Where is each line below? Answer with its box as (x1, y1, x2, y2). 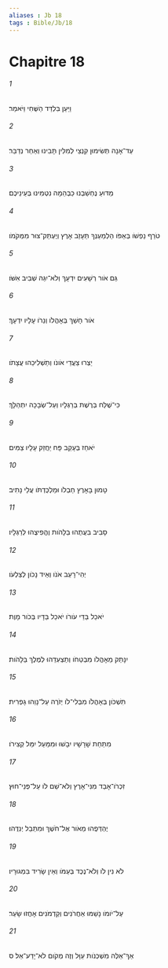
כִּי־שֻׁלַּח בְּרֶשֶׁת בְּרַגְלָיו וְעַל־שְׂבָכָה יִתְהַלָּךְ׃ (9, 400, 121, 410)
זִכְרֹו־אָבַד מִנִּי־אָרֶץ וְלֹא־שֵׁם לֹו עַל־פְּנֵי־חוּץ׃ (9, 782, 125, 791)
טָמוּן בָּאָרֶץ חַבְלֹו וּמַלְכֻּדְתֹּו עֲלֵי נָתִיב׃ (9, 484, 108, 494)
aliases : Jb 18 (9, 11, 62, 20)
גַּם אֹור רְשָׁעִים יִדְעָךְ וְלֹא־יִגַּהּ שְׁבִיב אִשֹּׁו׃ (9, 273, 118, 282)
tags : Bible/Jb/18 (9, 19, 73, 27)
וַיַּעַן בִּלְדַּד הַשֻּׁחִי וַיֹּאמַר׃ (9, 103, 72, 112)
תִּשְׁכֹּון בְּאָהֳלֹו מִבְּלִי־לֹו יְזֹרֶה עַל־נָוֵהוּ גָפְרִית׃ (9, 697, 126, 706)
